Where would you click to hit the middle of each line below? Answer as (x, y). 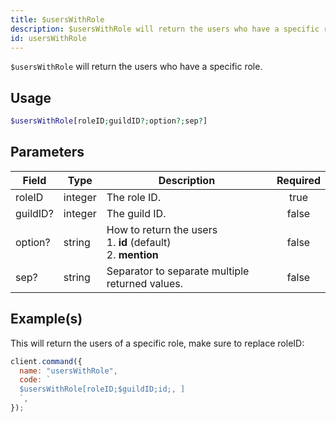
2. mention (132, 254)
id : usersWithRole (48, 38)
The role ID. (134, 197)
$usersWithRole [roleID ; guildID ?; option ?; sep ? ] (109, 121)
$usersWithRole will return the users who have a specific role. (136, 67)
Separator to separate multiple (178, 271)
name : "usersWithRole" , (68, 371)
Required (298, 180)
